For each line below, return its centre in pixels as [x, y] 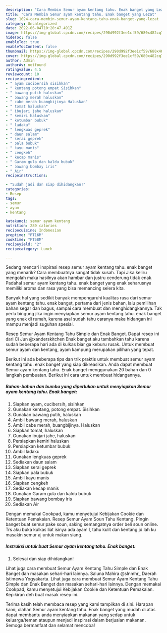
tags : [11, 198]
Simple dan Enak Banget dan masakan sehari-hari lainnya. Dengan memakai [83, 584]
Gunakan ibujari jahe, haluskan [44, 436]
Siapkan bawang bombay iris [42, 499]
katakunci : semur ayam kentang [38, 221]
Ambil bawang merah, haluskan [45, 420]
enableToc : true [22, 42]
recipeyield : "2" [24, 244]
